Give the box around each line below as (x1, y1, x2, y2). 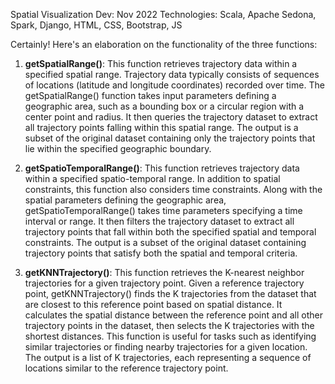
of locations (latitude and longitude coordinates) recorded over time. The (24, 79, 325, 91)
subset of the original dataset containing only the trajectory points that (24, 132, 316, 144)
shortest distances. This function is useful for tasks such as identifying (24, 330, 317, 342)
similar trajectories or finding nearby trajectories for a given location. (24, 341, 308, 353)
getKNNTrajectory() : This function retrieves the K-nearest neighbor (24, 267, 305, 278)
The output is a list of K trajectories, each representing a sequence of (24, 352, 312, 363)
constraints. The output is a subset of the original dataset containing (24, 237, 307, 248)
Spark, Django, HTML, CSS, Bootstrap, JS (10, 19, 183, 31)
